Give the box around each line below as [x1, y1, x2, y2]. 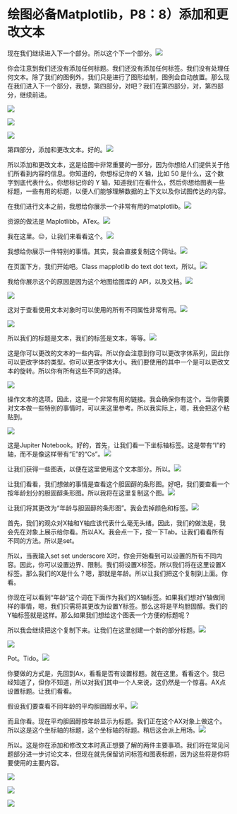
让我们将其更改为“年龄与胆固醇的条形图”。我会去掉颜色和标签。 [7, 503, 193, 512]
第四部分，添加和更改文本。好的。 [7, 145, 107, 154]
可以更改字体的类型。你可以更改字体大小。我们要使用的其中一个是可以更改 [7, 357, 224, 366]
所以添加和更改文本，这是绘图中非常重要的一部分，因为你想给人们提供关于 [7, 160, 224, 168]
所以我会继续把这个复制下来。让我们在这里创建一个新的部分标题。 [7, 626, 199, 634]
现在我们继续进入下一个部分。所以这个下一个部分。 [7, 49, 156, 57]
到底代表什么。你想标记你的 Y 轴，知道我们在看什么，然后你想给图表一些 [13, 178, 226, 186]
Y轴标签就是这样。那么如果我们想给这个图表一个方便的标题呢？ [7, 610, 191, 619]
